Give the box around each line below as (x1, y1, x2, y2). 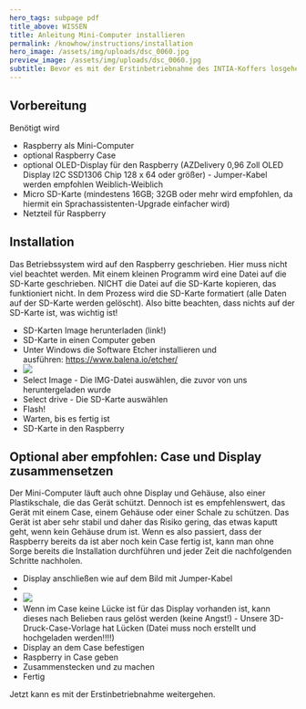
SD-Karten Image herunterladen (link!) (22, 325, 167, 336)
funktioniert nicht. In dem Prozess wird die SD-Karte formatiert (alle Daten (9, 287, 287, 298)
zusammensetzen (9, 463, 114, 479)
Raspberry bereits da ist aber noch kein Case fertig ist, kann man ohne (9, 536, 275, 547)
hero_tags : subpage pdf (9, 13, 100, 23)
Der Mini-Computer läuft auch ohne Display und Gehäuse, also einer (9, 487, 266, 498)
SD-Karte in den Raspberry (22, 422, 125, 433)
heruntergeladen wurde (22, 384, 112, 395)
